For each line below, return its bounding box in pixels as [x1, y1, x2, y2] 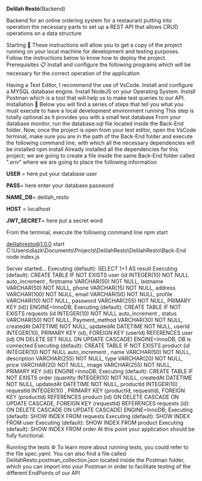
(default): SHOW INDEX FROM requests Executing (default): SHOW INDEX [6, 413, 191, 419]
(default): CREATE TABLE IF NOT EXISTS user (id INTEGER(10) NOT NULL [6, 271, 189, 279]
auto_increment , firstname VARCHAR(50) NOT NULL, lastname [6, 278, 164, 285]
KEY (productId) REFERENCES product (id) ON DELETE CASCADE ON [6, 393, 179, 401]
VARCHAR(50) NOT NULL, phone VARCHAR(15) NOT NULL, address [6, 284, 176, 291]
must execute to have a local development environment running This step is [6, 107, 194, 114]
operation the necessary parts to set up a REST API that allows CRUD [6, 24, 178, 30]
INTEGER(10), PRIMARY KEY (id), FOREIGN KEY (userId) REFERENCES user [6, 329, 193, 336]
